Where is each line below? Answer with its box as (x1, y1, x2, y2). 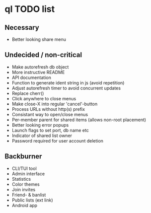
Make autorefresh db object (11, 64, 69, 70)
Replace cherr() (11, 90, 44, 96)
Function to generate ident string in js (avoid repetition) (11, 79, 125, 85)
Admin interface (11, 170, 45, 177)
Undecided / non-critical (4, 51, 82, 59)
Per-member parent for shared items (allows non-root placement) (11, 117, 147, 123)
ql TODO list (4, 3, 55, 15)
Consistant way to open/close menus (11, 111, 88, 117)
